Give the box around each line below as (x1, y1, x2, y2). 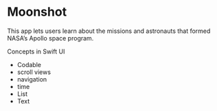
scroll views (16, 68, 52, 76)
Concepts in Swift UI (7, 47, 65, 56)
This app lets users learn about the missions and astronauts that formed (7, 27, 211, 35)
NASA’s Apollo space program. (7, 34, 94, 42)
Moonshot (7, 4, 67, 20)
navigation (16, 75, 47, 83)
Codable (16, 60, 41, 69)
